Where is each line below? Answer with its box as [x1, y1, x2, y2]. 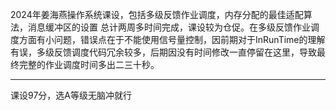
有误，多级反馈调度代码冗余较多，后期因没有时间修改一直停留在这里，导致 [10, 46, 317, 58]
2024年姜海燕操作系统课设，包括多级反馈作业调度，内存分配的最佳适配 [10, 9, 304, 20]
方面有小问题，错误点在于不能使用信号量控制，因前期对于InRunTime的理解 [18, 34, 326, 45]
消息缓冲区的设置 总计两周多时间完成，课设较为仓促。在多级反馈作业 [27, 21, 311, 33]
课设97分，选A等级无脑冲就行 [10, 89, 132, 101]
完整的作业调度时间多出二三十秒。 [18, 59, 160, 70]
